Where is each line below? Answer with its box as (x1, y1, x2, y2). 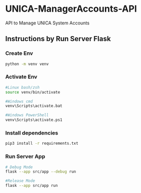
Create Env (5, 50, 33, 57)
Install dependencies (5, 129, 59, 136)
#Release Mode (5, 178, 36, 183)
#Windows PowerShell (5, 113, 49, 118)
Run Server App (5, 153, 45, 160)
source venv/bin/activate (5, 89, 60, 94)
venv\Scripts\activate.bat (5, 104, 63, 109)
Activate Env (5, 73, 38, 80)
